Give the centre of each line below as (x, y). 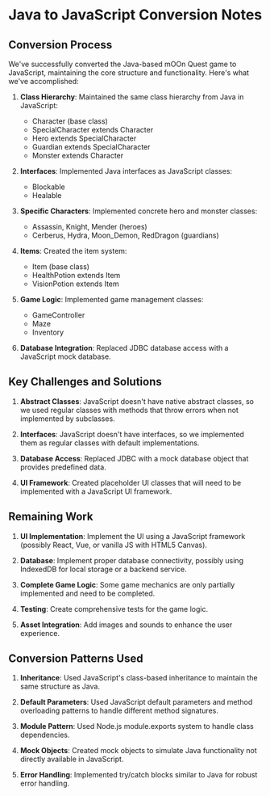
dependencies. (45, 735)
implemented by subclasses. (67, 419)
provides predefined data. (63, 467)
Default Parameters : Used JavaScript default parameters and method (136, 702)
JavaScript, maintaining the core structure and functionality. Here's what (129, 73)
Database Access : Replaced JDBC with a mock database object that (134, 458)
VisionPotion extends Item (75, 284)
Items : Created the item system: (73, 251)
